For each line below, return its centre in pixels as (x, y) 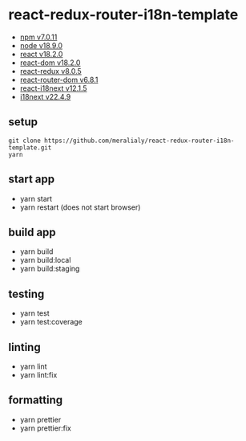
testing (26, 294)
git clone (25, 141)
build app (32, 232)
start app (32, 180)
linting (25, 347)
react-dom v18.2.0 (50, 63)
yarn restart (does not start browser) (80, 207)
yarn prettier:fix (46, 428)
